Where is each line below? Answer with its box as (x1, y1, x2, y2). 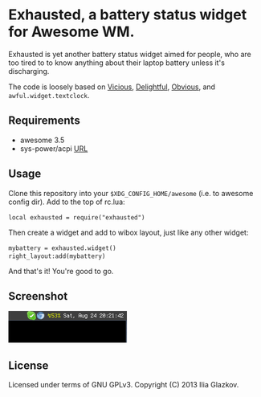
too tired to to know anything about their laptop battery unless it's (8, 58, 225, 68)
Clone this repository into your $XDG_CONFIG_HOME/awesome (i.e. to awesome (8, 188, 254, 198)
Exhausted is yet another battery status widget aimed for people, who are (8, 49, 251, 59)
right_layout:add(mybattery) (8, 252, 106, 260)
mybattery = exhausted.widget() (8, 244, 116, 252)
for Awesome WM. (8, 23, 135, 41)
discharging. (8, 66, 50, 76)
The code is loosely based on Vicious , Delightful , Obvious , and (8, 82, 215, 92)
